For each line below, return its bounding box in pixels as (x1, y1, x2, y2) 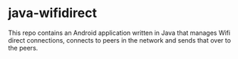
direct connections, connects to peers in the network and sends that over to (8, 36, 231, 44)
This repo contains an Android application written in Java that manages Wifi (8, 28, 231, 37)
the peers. (8, 43, 38, 52)
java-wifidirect (8, 5, 97, 21)
